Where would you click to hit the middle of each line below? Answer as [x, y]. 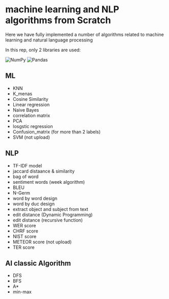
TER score [23, 247]
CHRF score [25, 231]
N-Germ [21, 193]
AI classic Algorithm [38, 263]
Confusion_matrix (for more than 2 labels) [57, 132]
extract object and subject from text [50, 209]
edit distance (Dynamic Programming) [53, 215]
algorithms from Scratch [58, 20]
